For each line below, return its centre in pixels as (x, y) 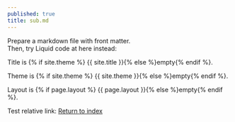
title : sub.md (28, 21)
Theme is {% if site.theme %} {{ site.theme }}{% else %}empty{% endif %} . (118, 76)
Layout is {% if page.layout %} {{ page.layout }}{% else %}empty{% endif (115, 89)
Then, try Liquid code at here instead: (62, 48)
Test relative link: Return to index (55, 111)
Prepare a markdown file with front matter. (69, 40)
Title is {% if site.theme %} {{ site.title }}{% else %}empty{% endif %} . (110, 62)
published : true (31, 14)
